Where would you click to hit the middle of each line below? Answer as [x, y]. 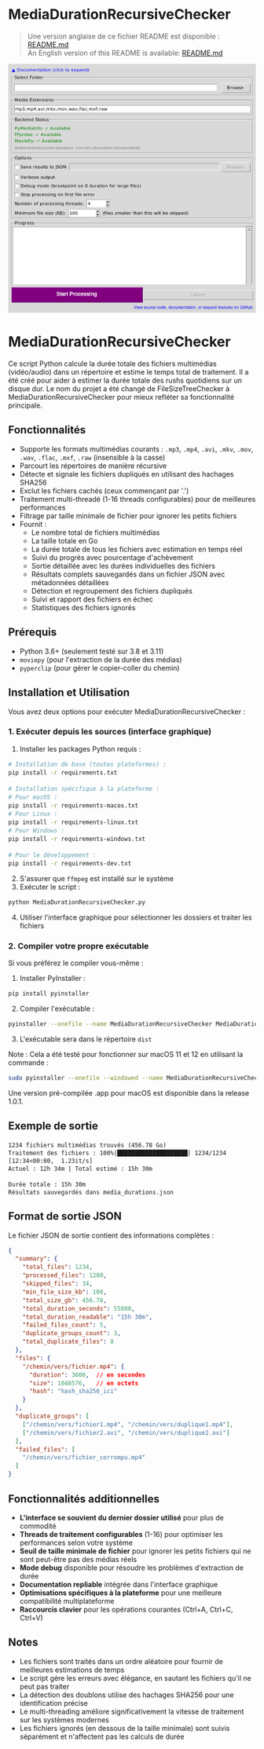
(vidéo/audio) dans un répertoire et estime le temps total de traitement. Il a [128, 372]
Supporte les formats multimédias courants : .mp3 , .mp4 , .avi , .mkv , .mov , [136, 448]
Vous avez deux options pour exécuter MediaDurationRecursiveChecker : [127, 712]
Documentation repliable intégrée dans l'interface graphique [119, 1584]
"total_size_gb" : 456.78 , [65, 1300]
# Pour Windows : [37, 830]
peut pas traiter [44, 1686]
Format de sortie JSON [65, 1216]
